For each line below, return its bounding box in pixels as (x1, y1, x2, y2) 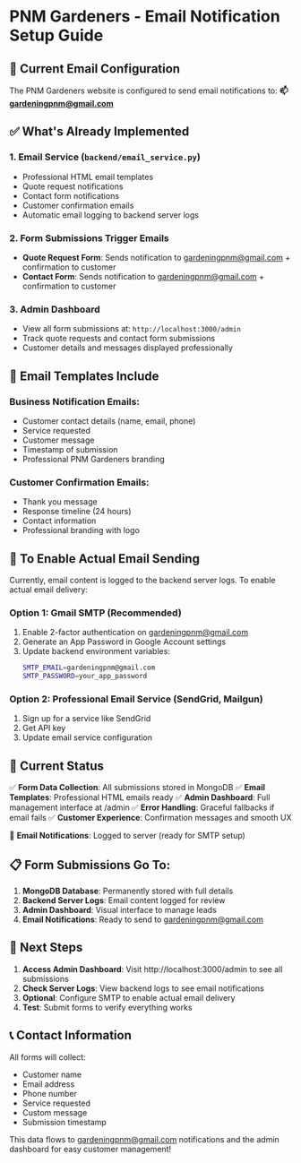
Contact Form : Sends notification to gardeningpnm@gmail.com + (21, 271, 265, 281)
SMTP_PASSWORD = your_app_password (21, 672, 148, 681)
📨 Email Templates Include (9, 368, 159, 383)
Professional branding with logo (21, 525, 141, 536)
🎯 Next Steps (9, 940, 83, 955)
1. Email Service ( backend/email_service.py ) (9, 151, 202, 163)
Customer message (21, 435, 95, 445)
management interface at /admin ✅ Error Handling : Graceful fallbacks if (9, 802, 275, 813)
